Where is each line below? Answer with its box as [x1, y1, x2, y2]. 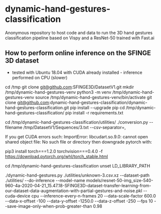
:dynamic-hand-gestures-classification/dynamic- [48, 99, 148, 105]
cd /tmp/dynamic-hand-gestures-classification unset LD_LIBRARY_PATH [5, 163, 150, 168]
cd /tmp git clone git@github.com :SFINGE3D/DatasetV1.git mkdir [5, 84, 134, 90]
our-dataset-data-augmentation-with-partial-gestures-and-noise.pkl [5, 188, 142, 194]
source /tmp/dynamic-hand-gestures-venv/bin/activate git [35, 94, 152, 100]
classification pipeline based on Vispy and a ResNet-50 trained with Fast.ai [5, 35, 155, 41]
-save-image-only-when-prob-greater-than [5, 203, 92, 209]
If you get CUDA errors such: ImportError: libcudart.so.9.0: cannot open [5, 133, 148, 139]
